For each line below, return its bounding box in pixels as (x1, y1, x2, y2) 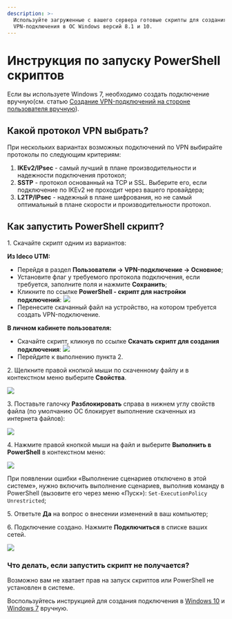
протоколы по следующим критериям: (7, 150, 122, 159)
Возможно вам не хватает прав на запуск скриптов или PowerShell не (7, 576, 215, 584)
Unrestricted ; (7, 496, 47, 504)
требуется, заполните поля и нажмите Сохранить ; (17, 280, 168, 288)
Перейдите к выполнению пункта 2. (17, 353, 124, 361)
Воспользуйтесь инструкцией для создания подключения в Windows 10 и (7, 597, 225, 605)
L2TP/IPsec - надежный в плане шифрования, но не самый (17, 193, 192, 202)
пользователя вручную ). (7, 105, 79, 113)
